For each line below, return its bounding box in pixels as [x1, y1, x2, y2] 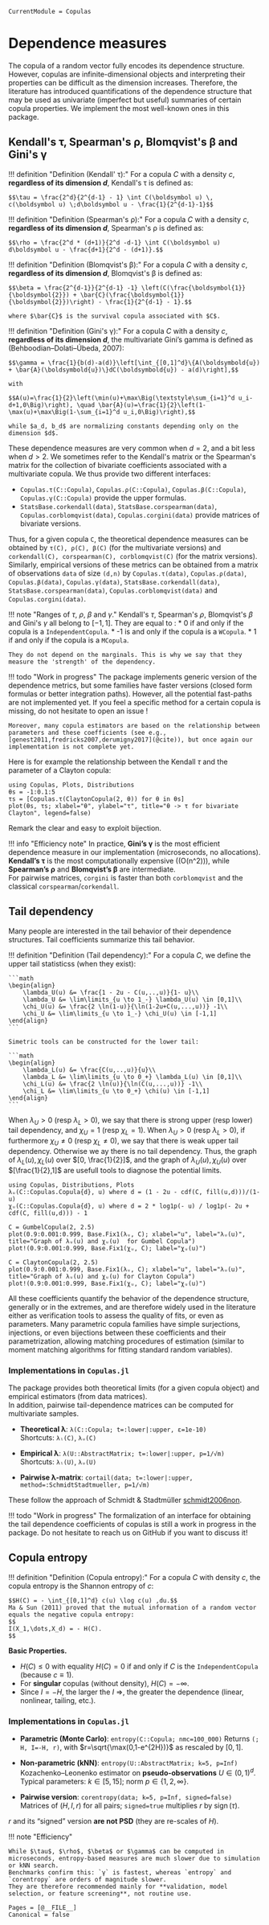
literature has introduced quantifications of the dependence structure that [8, 86, 252, 96]
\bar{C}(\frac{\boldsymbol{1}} [79, 290, 185, 299]
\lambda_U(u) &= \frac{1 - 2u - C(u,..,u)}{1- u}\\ [22, 988, 199, 996]
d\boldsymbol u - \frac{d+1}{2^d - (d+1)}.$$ [8, 245, 163, 253]
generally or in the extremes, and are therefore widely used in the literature [8, 1302, 256, 1311]
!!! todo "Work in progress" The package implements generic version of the [8, 671, 257, 681]
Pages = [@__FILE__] [8, 1903, 78, 1911]
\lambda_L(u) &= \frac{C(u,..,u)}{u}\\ [22, 1065, 157, 1073]
